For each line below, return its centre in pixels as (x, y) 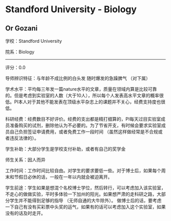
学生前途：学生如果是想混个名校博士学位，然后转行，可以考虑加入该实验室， (85, 188)
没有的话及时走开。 (25, 213)
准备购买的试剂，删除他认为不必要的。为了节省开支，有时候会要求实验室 (85, 125)
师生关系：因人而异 (25, 160)
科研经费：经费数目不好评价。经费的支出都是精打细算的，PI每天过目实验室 (83, 119)
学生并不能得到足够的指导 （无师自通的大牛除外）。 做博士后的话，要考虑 (85, 200)
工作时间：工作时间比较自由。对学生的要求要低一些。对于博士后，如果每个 (83, 171)
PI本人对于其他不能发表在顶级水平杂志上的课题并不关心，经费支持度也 (88, 102)
